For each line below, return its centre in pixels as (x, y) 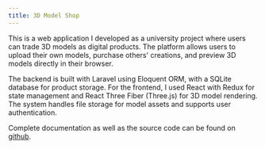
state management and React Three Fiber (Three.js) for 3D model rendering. (133, 95)
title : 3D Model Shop (44, 15)
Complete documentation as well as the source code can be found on (122, 128)
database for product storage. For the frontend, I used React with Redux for (132, 87)
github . (20, 136)
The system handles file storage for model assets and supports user (120, 104)
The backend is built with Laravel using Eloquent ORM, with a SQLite (120, 78)
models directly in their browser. (61, 63)
